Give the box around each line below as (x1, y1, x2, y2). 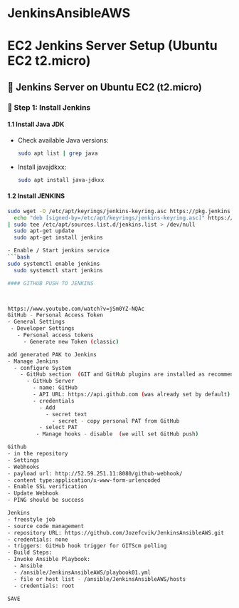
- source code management (7, 522, 84, 530)
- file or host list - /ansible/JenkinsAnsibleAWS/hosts (14, 575, 186, 582)
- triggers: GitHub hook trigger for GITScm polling (7, 542, 167, 550)
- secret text (45, 411, 87, 418)
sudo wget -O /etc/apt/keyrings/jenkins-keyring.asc (7, 207, 167, 215)
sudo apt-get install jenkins (14, 234, 103, 242)
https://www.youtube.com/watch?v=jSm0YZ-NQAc (7, 305, 144, 312)
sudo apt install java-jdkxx (17, 176, 105, 183)
